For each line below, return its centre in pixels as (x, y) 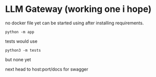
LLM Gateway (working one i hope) (78, 9)
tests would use (21, 41)
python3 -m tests (23, 50)
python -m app (20, 32)
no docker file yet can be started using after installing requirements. (75, 23)
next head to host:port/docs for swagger (47, 69)
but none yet (18, 59)
